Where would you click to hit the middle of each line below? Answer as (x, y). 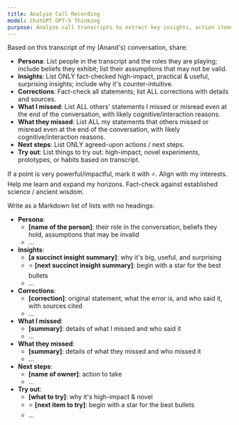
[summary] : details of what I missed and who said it (105, 329)
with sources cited (55, 306)
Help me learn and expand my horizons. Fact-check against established (113, 184)
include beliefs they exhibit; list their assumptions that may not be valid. (122, 69)
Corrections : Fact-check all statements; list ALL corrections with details (123, 92)
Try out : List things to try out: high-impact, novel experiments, (109, 152)
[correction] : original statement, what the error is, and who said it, (125, 298)
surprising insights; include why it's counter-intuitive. (95, 84)
